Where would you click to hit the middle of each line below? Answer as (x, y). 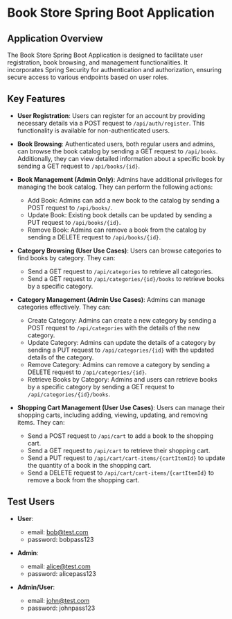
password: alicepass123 (62, 573)
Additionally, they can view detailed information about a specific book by (121, 158)
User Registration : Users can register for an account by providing (111, 115)
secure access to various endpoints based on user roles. (88, 77)
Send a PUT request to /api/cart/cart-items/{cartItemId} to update (126, 458)
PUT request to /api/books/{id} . (74, 222)
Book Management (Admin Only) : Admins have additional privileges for (120, 179)
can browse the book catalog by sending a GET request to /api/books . (117, 151)
